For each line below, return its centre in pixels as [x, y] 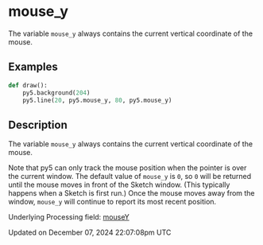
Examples [33, 67]
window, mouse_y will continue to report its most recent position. [112, 202]
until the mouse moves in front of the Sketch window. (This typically [119, 185]
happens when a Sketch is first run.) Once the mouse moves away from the [132, 193]
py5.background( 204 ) [56, 93]
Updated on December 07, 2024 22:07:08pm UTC [90, 232]
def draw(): [28, 85]
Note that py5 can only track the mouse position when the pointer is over [128, 168]
